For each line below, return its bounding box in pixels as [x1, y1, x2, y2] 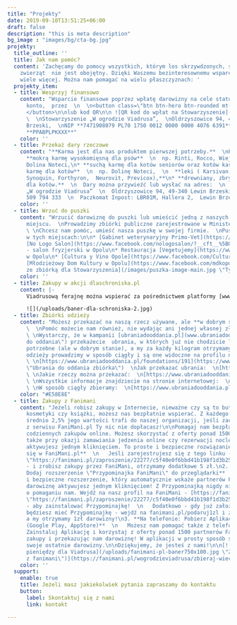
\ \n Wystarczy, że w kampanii [25, 331, 115, 339]
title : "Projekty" [7, 10, 61, 18]
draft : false [7, 23, 46, 30]
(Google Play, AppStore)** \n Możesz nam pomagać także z [25, 522, 210, 530]
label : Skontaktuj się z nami [25, 594, 115, 601]
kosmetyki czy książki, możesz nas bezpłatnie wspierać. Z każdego [25, 410, 229, 417]
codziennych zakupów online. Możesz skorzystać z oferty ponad [25, 430, 217, 437]
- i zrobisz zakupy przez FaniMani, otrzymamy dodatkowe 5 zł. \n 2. [25, 463, 229, 470]
